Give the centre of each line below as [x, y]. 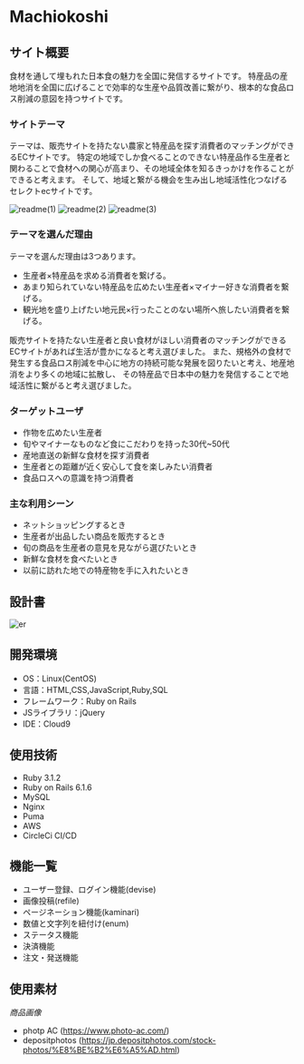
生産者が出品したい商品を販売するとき [94, 536]
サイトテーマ [38, 124]
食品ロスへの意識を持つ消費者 [78, 477]
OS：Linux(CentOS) [60, 678]
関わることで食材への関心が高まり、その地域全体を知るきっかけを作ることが [152, 169]
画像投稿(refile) [51, 901]
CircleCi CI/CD [49, 835]
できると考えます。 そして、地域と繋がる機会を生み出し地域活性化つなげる [148, 180]
